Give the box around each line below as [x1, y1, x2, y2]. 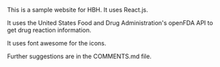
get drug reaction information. [7, 26, 92, 34]
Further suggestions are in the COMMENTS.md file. [7, 52, 152, 60]
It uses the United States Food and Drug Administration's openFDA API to [7, 19, 213, 26]
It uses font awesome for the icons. [7, 39, 107, 47]
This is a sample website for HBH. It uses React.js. [7, 6, 148, 14]
